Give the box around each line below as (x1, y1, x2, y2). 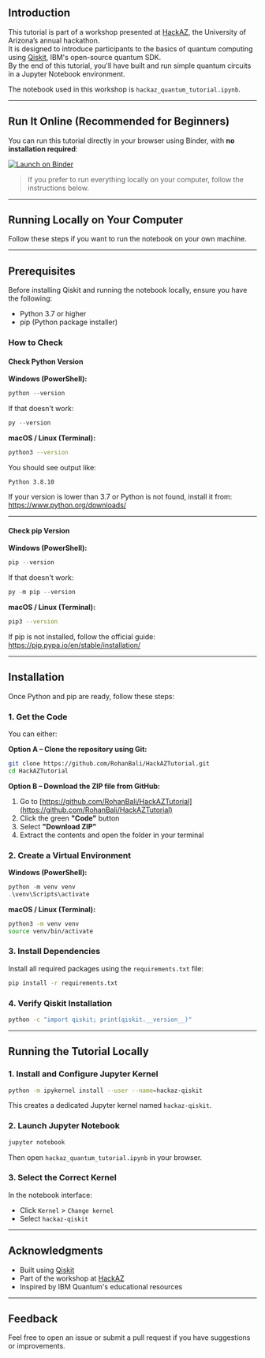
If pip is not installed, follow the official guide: (8, 631, 155, 642)
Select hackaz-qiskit (19, 1214, 89, 1223)
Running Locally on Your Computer (8, 213, 184, 227)
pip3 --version (8, 617, 58, 626)
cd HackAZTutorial (8, 767, 69, 775)
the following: (8, 294, 53, 303)
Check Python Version (8, 357, 84, 366)
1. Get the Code (8, 711, 68, 722)
